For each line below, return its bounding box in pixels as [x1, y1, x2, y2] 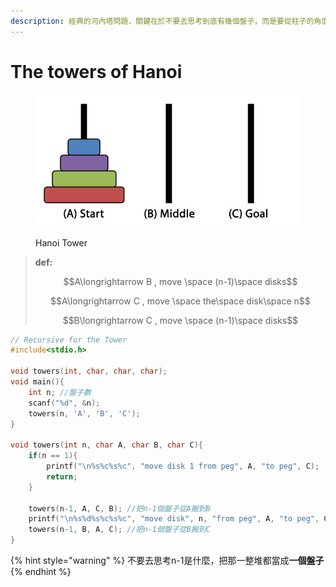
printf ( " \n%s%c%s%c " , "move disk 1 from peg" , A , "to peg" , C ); [46, 461, 320, 472]
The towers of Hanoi [10, 60, 183, 83]
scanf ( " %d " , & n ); [28, 398, 101, 408]
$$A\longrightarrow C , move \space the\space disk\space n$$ [50, 295, 311, 307]
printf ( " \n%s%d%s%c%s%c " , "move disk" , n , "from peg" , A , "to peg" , [28, 514, 320, 524]
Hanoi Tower [35, 236, 88, 249]
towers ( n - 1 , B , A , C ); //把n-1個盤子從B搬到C [28, 525, 211, 535]
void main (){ [10, 377, 65, 387]
